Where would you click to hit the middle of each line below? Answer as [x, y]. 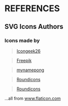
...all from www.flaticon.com [33, 98]
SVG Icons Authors [34, 27]
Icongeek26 [28, 51]
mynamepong [30, 70]
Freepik [24, 60]
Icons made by [22, 41]
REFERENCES [32, 9]
